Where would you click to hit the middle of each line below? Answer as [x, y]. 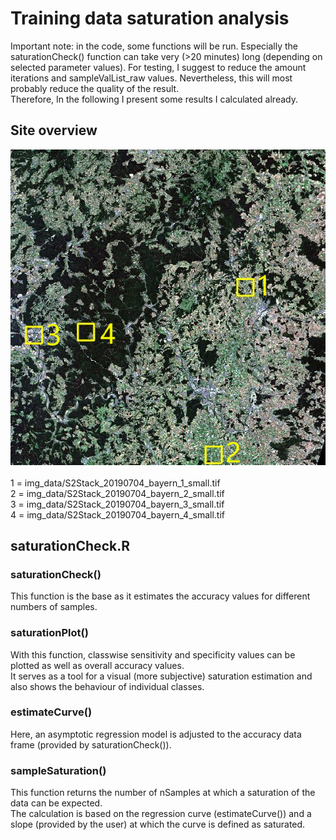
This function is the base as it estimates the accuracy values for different [160, 596]
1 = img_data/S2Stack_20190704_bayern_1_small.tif [115, 483]
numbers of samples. [54, 607]
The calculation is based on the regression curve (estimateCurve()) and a [161, 814]
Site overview [54, 130]
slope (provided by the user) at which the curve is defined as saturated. [158, 824]
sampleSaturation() [58, 770]
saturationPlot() [49, 633]
